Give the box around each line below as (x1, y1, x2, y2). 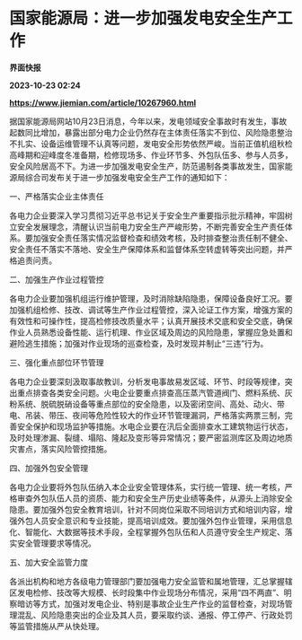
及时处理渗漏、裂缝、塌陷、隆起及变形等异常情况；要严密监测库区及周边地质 (9, 432, 293, 443)
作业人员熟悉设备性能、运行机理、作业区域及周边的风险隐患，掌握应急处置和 (9, 327, 293, 338)
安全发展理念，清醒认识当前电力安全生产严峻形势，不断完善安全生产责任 (16, 221, 285, 232)
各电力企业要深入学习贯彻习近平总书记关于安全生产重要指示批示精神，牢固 (9, 210, 285, 221)
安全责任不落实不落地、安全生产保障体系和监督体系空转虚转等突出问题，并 (9, 243, 285, 254)
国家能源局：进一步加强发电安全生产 (9, 8, 278, 29)
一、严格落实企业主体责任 (9, 190, 104, 202)
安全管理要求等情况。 (16, 538, 96, 548)
